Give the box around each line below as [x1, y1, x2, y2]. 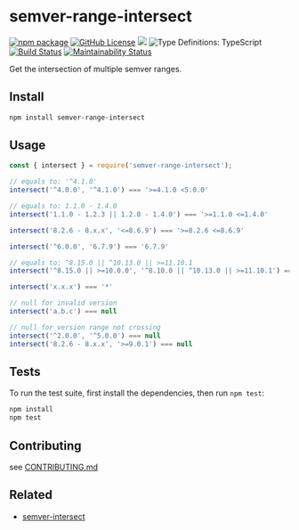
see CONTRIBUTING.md [9, 461, 99, 472]
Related [9, 487, 53, 502]
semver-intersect [21, 510, 85, 522]
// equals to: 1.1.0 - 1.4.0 [9, 202, 117, 211]
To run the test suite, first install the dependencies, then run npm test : [9, 387, 265, 398]
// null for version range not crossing [9, 322, 162, 331]
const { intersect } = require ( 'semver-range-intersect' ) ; [9, 161, 233, 170]
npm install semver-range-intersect [9, 113, 145, 122]
